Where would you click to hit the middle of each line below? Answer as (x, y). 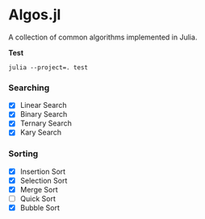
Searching (29, 88)
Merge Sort (39, 189)
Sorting (23, 154)
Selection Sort (44, 180)
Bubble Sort (40, 208)
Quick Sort (38, 198)
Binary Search (44, 114)
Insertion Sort (43, 171)
